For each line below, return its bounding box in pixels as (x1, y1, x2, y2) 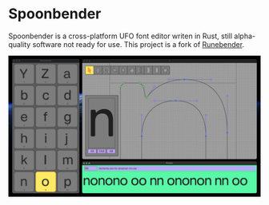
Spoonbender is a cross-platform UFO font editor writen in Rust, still (8, 31, 233, 41)
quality (8, 39, 31, 49)
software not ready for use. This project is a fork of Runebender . (32, 39, 245, 49)
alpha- (234, 31, 256, 41)
